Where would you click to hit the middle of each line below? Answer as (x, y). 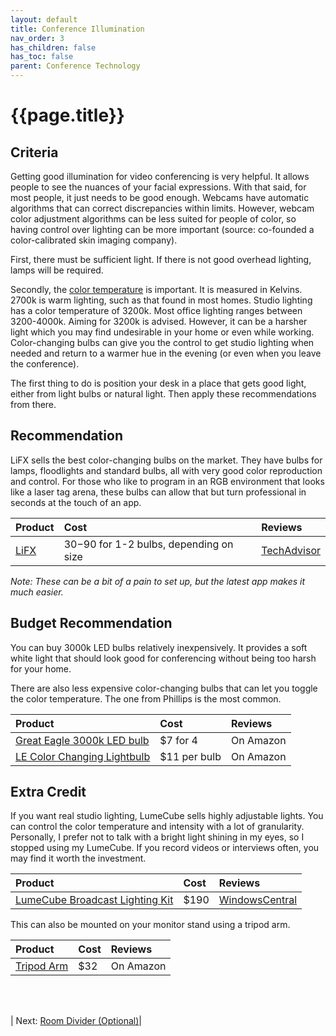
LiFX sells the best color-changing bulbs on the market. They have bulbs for (166, 460)
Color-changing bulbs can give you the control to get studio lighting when (162, 342)
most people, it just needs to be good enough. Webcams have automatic (160, 197)
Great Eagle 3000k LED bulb (82, 740)
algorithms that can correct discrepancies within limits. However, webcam (162, 208)
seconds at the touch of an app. (76, 502)
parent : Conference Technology (75, 66)
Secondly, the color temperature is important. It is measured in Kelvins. (156, 289)
